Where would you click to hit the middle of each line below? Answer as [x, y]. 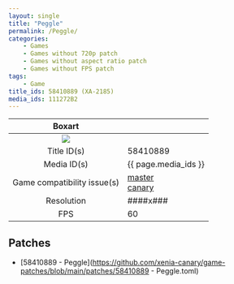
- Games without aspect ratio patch [85, 62]
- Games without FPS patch [69, 69]
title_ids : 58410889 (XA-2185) [61, 91]
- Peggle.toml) [175, 271]
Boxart [66, 127]
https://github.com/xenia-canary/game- [159, 262]
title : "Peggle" [36, 24]
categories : [28, 39]
